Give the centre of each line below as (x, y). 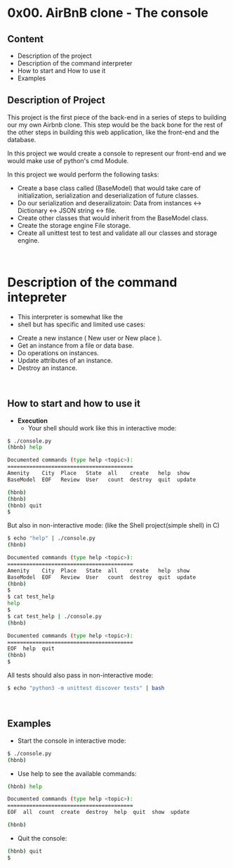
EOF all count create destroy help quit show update (99, 812)
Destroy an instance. (47, 368)
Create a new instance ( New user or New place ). (89, 338)
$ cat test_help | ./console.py (54, 616)
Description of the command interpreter (75, 63)
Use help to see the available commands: (77, 773)
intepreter (37, 298)
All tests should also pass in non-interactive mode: (80, 675)
